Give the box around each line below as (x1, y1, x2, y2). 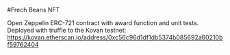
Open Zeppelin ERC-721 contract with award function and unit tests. (7, 19, 199, 26)
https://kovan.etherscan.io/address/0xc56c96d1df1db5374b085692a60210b (7, 33, 223, 41)
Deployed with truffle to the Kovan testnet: (7, 26, 127, 34)
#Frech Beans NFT (7, 6, 60, 14)
